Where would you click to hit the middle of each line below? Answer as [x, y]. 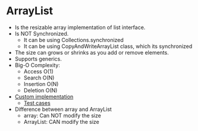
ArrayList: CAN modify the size [61, 122]
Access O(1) [38, 71]
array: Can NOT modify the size [62, 115]
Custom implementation [44, 97]
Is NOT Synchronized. [42, 33]
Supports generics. [38, 59]
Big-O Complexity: [37, 65]
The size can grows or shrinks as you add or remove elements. [92, 52]
